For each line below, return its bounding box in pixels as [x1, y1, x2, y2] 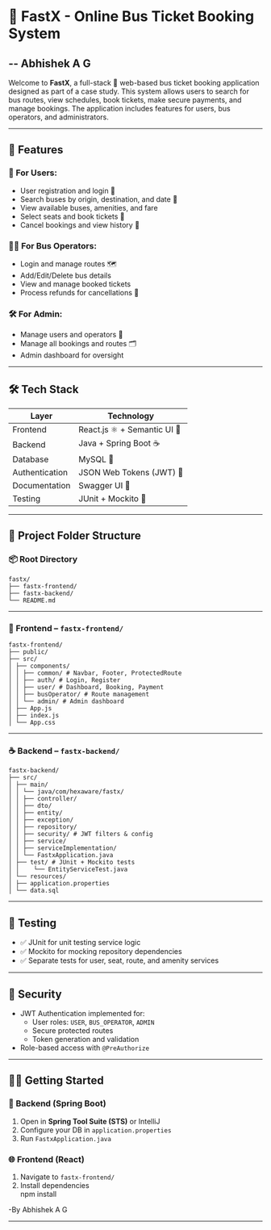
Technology [107, 411, 155, 422]
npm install [19, 1189, 57, 1199]
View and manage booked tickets [19, 278, 131, 289]
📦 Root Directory [8, 554, 78, 565]
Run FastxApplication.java [19, 1133, 111, 1143]
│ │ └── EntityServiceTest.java [8, 865, 128, 874]
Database [12, 454, 49, 465]
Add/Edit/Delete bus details [19, 270, 111, 280]
